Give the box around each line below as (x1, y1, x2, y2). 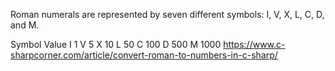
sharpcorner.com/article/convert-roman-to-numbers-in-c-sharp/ (10, 49, 278, 61)
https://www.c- (223, 39, 286, 50)
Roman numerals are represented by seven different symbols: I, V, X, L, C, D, (10, 9, 325, 20)
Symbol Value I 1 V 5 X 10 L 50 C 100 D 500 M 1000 (10, 39, 222, 50)
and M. (10, 19, 40, 31)
